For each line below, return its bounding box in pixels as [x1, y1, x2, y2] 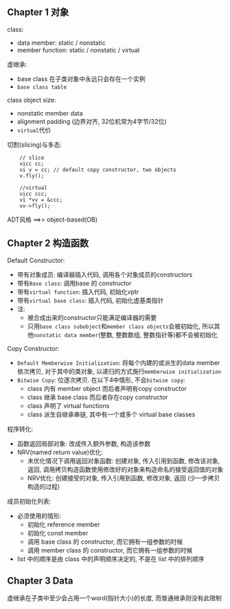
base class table [16, 83, 67, 91]
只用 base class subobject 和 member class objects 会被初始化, [27, 322, 201, 330]
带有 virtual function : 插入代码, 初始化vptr [16, 288, 139, 296]
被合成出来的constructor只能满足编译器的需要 [27, 313, 157, 321]
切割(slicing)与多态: [7, 140, 62, 149]
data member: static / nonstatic [16, 39, 106, 47]
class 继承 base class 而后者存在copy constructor [27, 393, 168, 401]
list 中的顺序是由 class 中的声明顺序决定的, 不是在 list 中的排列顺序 [16, 555, 205, 563]
